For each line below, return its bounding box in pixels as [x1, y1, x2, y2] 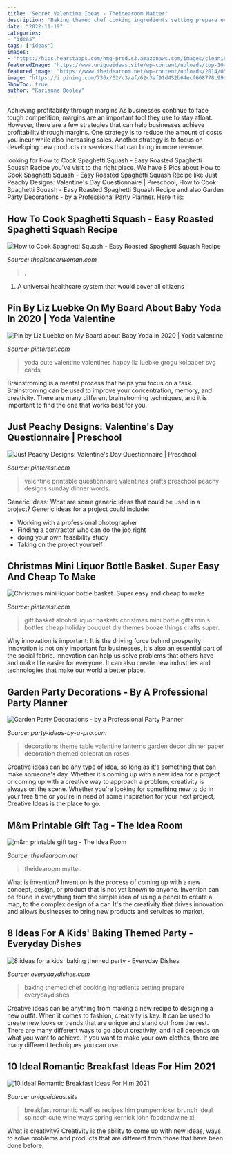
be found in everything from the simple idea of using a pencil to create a [7, 892, 213, 901]
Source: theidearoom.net [7, 851, 78, 859]
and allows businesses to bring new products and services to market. [7, 908, 205, 915]
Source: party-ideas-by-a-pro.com [7, 729, 107, 737]
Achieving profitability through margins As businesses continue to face [7, 106, 209, 115]
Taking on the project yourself [17, 540, 103, 548]
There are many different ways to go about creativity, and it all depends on [7, 1026, 220, 1034]
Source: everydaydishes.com [7, 970, 90, 978]
